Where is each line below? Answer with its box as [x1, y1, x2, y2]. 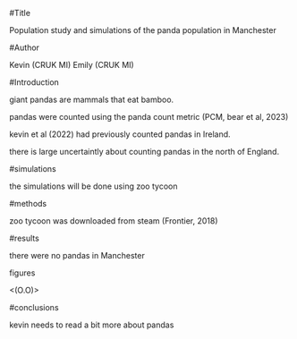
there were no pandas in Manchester [9, 250, 145, 260]
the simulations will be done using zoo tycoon [9, 181, 178, 191]
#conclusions [9, 302, 60, 312]
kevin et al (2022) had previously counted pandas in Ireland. [9, 129, 231, 140]
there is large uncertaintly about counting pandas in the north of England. [9, 147, 280, 157]
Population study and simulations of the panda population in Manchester [9, 25, 277, 35]
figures [9, 267, 36, 278]
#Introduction [9, 77, 60, 88]
